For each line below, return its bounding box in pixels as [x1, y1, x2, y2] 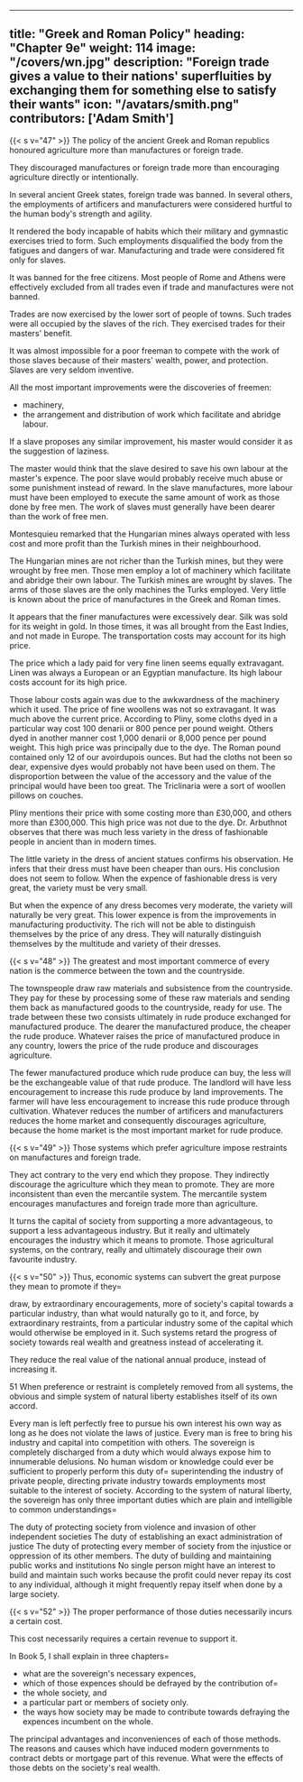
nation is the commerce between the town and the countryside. [9, 965, 245, 976]
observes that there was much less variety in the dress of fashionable [9, 826, 269, 837]
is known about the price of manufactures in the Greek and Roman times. [9, 593, 281, 604]
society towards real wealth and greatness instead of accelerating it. [9, 1336, 264, 1347]
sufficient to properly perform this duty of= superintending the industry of [9, 1465, 284, 1476]
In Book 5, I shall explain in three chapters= [9, 1650, 170, 1661]
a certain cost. [9, 1615, 63, 1626]
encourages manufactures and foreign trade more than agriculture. [9, 1198, 259, 1208]
